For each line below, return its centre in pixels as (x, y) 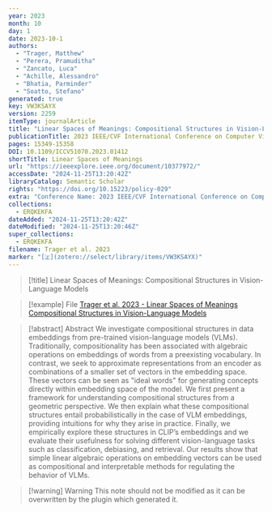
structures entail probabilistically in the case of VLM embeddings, (138, 415)
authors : (23, 46)
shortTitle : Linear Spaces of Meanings (76, 159)
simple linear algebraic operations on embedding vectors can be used (145, 458)
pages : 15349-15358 (41, 144)
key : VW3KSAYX (32, 106)
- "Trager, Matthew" (50, 53)
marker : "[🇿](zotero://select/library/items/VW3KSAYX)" (105, 257)
